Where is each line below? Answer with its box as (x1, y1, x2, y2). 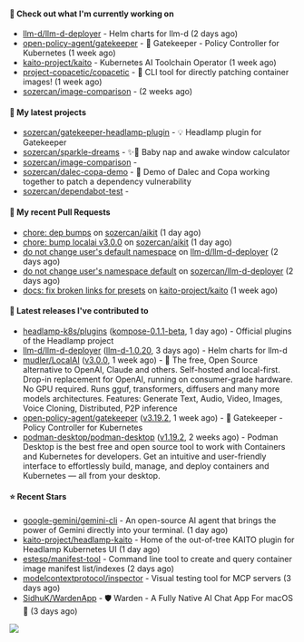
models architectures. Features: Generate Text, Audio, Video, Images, (22, 393, 283, 404)
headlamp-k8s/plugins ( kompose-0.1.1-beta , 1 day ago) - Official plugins (22, 326, 292, 336)
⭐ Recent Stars (9, 491, 67, 502)
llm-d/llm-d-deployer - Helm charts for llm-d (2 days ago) (22, 28, 239, 39)
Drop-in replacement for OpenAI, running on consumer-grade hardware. (22, 374, 293, 384)
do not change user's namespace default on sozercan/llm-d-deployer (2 (22, 265, 294, 277)
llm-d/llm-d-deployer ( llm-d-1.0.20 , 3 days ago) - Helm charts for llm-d (22, 345, 288, 355)
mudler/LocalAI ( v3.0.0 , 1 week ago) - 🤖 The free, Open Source (22, 355, 259, 365)
